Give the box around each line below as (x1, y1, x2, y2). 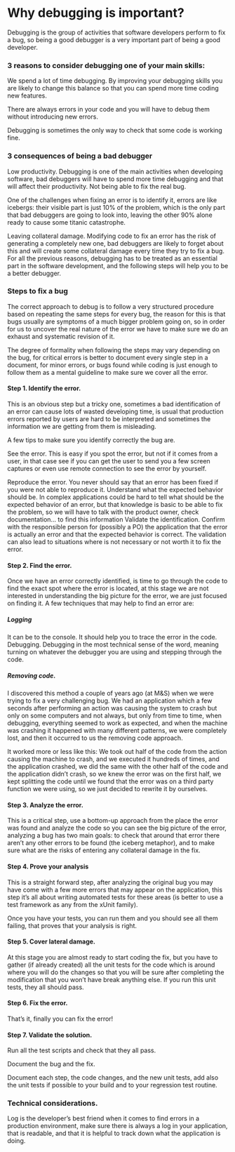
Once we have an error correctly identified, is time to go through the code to (7, 577, 228, 585)
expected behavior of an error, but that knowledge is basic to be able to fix (7, 501, 223, 509)
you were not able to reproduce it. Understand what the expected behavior (7, 486, 224, 494)
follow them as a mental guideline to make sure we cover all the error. (7, 368, 208, 376)
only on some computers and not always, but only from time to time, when (7, 711, 222, 720)
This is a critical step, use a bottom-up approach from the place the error (7, 816, 219, 825)
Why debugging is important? (7, 5, 184, 21)
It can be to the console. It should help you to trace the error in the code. (7, 633, 217, 642)
